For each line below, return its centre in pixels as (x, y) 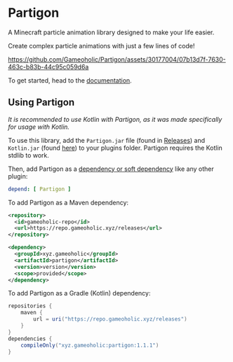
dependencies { (30, 339)
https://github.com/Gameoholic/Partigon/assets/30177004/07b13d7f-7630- (117, 59)
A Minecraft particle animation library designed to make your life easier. (111, 32)
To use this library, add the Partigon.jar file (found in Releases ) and (107, 140)
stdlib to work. (29, 155)
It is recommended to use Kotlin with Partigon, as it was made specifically (115, 119)
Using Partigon (41, 103)
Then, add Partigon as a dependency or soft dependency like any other (111, 169)
